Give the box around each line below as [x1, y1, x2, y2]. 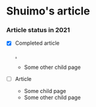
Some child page [24, 87, 66, 94]
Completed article [14, 39, 60, 47]
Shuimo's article [6, 4, 91, 18]
